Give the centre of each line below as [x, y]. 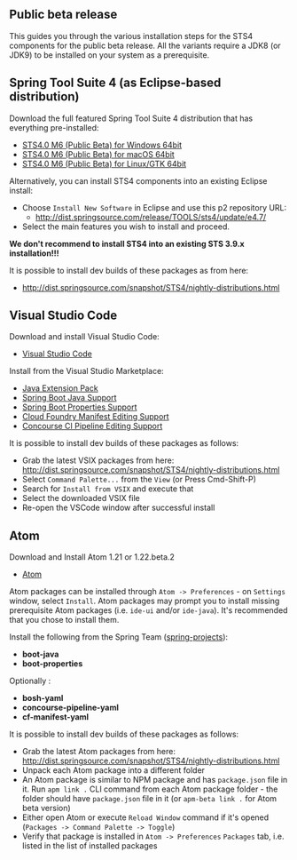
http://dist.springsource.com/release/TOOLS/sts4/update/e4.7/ [151, 217]
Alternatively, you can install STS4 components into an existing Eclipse [138, 180]
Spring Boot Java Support [69, 398]
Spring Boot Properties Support [79, 407]
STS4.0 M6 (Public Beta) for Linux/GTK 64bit [104, 163]
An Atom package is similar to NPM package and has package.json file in [155, 780]
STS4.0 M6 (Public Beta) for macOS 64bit [98, 154]
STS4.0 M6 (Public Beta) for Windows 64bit [102, 145]
